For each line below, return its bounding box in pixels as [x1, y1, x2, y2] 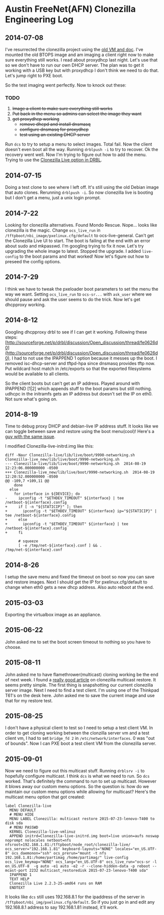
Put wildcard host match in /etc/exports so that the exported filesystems [5, 366, 151, 371]
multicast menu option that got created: [5, 794, 85, 800]
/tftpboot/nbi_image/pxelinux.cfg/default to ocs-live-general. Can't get [5, 232, 154, 238]
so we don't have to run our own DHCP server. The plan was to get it [5, 62, 144, 68]
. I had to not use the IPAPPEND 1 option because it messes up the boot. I [9, 355, 157, 361]
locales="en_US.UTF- [114, 847, 157, 852]
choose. [5, 644, 22, 650]
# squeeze [18, 539, 38, 544]
